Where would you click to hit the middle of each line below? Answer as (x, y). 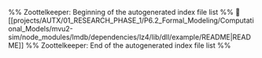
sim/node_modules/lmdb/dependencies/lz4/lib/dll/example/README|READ (130, 37)
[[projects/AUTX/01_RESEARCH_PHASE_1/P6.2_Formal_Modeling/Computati (131, 20)
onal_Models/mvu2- (41, 29)
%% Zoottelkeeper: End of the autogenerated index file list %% (128, 45)
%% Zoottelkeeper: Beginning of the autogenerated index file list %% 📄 (124, 12)
